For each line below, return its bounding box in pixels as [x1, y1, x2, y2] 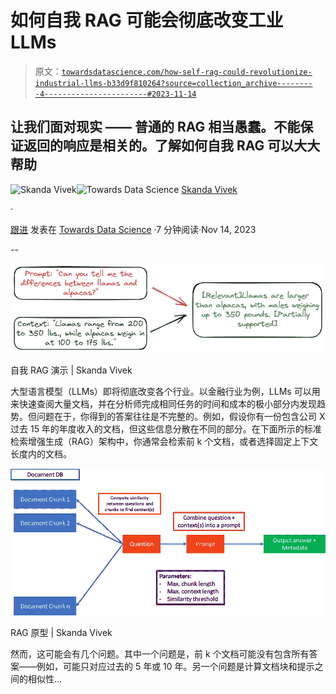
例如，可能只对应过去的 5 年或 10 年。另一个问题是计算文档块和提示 [36, 660, 315, 672]
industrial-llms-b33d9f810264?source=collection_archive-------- [34, 78, 313, 88]
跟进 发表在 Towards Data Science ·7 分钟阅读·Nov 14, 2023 [10, 223, 257, 235]
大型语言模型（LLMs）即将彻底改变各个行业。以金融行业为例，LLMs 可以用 [10, 385, 321, 397]
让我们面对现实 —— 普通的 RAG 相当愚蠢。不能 [10, 119, 301, 136]
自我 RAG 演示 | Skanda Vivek [10, 364, 133, 376]
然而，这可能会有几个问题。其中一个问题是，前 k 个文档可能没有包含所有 [10, 647, 310, 660]
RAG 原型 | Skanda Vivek [10, 626, 113, 638]
